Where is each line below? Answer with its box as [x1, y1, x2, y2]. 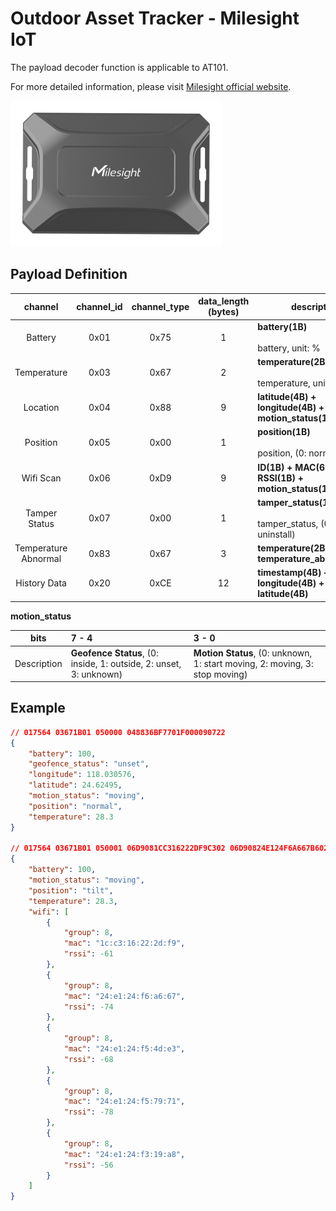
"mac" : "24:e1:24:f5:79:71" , [63, 1097, 186, 1107]
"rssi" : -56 [63, 1160, 114, 1170]
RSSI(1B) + [257, 472, 304, 484]
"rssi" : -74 [63, 1002, 114, 1012]
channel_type [131, 300, 190, 312]
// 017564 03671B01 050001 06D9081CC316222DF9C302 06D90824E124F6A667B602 [10, 843, 329, 854]
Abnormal [21, 553, 62, 564]
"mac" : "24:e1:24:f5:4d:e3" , [63, 1044, 186, 1054]
